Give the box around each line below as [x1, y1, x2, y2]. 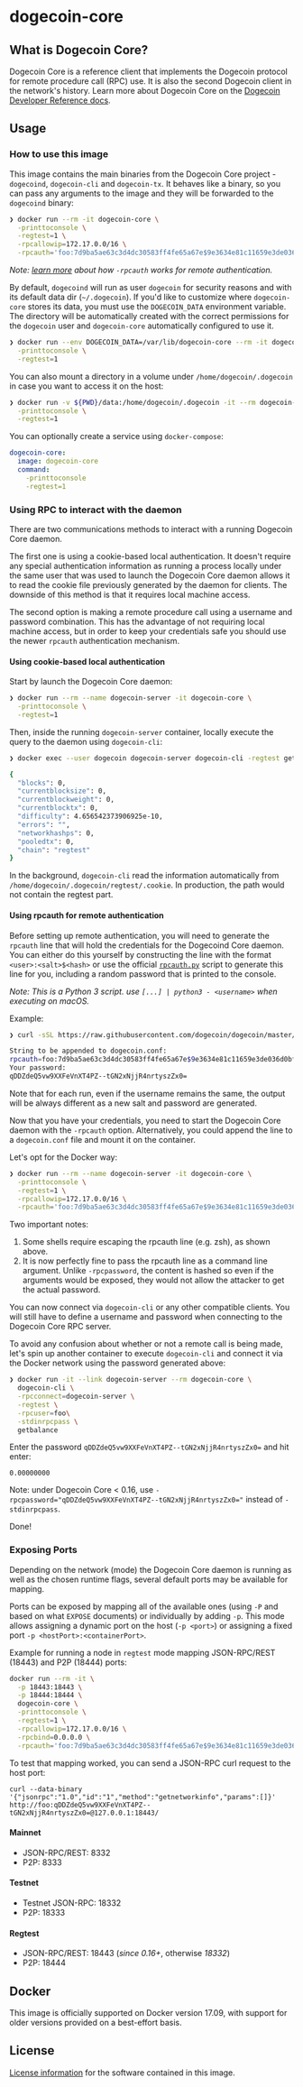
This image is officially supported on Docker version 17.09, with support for [9, 2007, 288, 2018]
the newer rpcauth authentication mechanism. [9, 635, 180, 646]
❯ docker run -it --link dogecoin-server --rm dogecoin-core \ [9, 1375, 252, 1384]
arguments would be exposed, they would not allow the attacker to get [22, 1274, 285, 1286]
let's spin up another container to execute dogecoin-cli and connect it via [9, 1348, 284, 1359]
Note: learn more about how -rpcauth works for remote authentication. [9, 264, 273, 276]
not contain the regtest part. [9, 889, 114, 900]
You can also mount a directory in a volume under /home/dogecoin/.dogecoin [9, 371, 293, 382]
